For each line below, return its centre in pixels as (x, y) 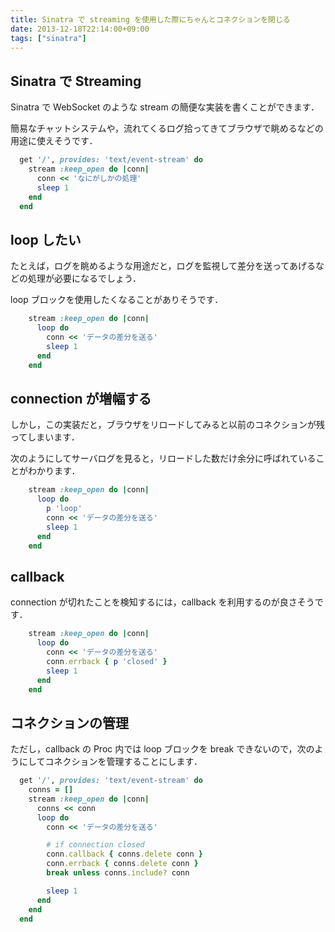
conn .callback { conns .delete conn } (124, 854)
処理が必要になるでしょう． (84, 278)
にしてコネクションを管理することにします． (110, 762)
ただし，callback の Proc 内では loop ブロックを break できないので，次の (162, 749)
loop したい (46, 239)
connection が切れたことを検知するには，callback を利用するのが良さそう (162, 602)
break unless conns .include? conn (118, 873)
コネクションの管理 (69, 722)
